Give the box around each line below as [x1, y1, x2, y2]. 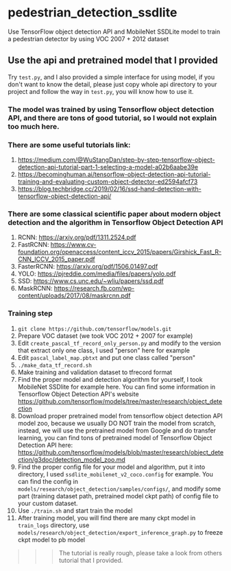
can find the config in [17, 477, 78, 485]
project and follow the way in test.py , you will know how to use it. [8, 87, 194, 95]
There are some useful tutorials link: [8, 140, 131, 149]
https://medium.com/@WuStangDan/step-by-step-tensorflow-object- [17, 156, 215, 164]
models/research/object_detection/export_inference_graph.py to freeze [17, 528, 223, 536]
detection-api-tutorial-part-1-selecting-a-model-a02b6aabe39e [17, 162, 198, 171]
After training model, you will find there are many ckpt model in [17, 513, 196, 522]
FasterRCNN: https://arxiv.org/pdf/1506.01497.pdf [17, 263, 158, 271]
